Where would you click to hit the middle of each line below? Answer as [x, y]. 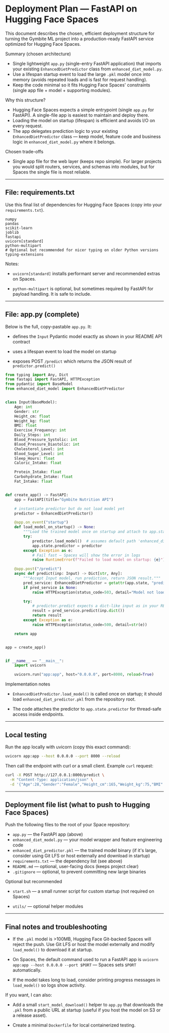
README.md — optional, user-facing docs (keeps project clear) [75, 867]
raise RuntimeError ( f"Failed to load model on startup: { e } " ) [99, 560]
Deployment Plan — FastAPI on [71, 9]
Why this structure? [25, 100]
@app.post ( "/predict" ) [38, 569]
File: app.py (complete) [42, 315]
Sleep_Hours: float [35, 458]
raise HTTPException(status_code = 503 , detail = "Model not [93, 592]
